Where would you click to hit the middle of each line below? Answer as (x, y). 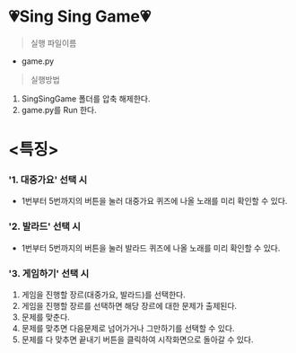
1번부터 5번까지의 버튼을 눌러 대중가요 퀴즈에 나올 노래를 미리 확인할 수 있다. (154, 201)
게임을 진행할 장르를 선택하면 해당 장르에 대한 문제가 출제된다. (129, 306)
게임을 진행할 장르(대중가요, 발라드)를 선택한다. (103, 295)
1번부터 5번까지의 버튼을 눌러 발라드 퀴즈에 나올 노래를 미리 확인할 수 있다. (151, 248)
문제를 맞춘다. (46, 317)
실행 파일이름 (53, 43)
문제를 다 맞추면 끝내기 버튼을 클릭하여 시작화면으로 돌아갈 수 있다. (137, 340)
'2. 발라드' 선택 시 (45, 226)
